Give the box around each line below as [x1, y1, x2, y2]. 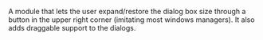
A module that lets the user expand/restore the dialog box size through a [8, 7, 246, 16]
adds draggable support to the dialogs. [8, 24, 136, 32]
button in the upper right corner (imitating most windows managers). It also [8, 15, 255, 24]
